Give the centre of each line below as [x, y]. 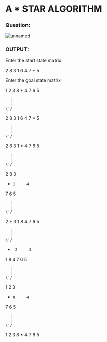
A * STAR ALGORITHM [54, 9]
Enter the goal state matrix [33, 80]
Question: [18, 25]
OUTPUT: [17, 49]
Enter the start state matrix [33, 60]
